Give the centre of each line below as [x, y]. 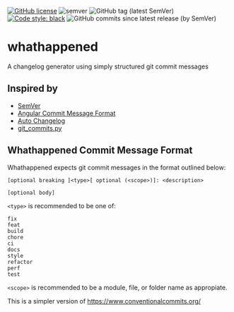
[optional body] [31, 193]
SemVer [29, 105]
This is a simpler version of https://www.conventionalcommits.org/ [104, 301]
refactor [20, 262]
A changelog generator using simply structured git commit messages [108, 66]
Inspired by [33, 89]
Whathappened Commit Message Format [100, 151]
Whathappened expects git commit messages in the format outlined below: [117, 167]
